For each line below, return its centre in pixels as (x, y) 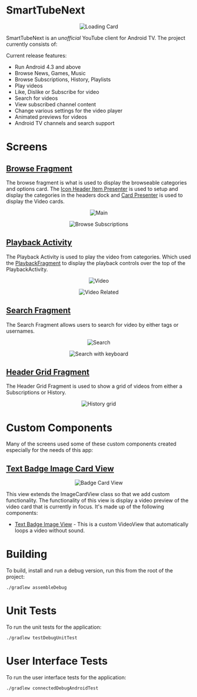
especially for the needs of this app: (50, 450)
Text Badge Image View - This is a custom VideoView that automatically (101, 524)
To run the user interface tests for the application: (66, 677)
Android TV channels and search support (64, 123)
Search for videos (36, 98)
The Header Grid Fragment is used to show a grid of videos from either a (94, 386)
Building (27, 554)
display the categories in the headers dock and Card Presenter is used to (95, 195)
